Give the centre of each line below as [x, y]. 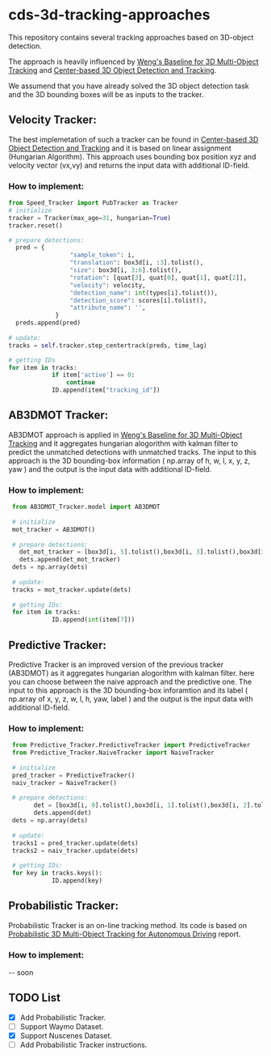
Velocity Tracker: [52, 120]
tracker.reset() [35, 225]
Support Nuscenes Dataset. [66, 1035]
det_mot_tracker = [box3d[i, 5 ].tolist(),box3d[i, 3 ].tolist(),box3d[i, [144, 552]
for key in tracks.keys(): [57, 873]
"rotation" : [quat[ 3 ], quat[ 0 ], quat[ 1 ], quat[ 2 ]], [158, 278]
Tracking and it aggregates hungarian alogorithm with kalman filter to [123, 443]
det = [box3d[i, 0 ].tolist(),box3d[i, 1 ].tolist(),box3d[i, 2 [140, 806]
